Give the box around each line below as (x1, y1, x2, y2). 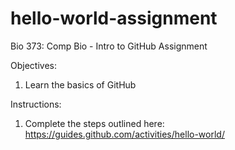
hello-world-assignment (10, 7, 218, 30)
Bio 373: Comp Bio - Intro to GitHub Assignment (10, 40, 208, 52)
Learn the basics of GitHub (24, 78, 137, 91)
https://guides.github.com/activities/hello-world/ (24, 128, 225, 140)
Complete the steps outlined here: (24, 117, 165, 129)
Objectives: (10, 59, 57, 71)
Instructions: (10, 98, 62, 110)
